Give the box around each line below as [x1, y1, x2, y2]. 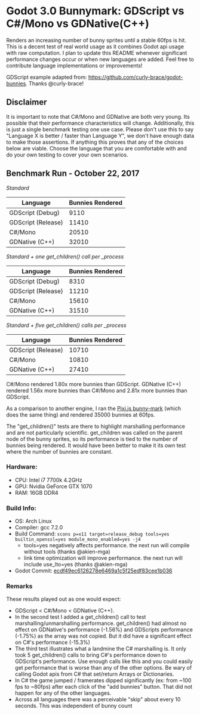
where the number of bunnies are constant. [6, 448, 113, 455]
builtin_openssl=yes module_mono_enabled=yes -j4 [14, 537, 141, 543]
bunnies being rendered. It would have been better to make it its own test [6, 442, 186, 449]
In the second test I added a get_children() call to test [14, 614, 146, 621]
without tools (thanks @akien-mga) [23, 548, 110, 556]
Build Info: [6, 504, 37, 512]
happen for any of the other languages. [14, 689, 112, 696]
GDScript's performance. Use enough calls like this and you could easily [14, 658, 193, 665]
